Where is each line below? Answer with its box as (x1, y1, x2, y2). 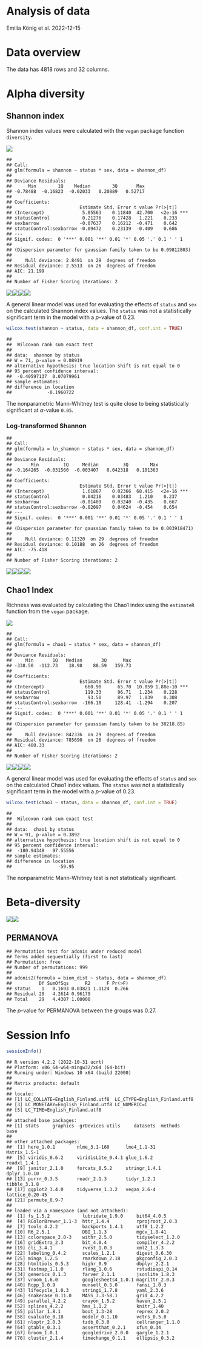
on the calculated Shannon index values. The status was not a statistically (6, 307, 192, 314)
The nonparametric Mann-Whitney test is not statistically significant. (6, 874, 177, 881)
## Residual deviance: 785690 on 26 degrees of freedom (6, 737, 156, 743)
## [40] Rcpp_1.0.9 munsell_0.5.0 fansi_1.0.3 (6, 1282, 167, 1288)
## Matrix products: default (6, 1081, 80, 1087)
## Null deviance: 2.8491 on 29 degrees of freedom (6, 257, 156, 263)
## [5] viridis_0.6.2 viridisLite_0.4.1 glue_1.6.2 (6, 1155, 153, 1161)
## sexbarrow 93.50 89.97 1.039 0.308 (6, 694, 178, 700)
